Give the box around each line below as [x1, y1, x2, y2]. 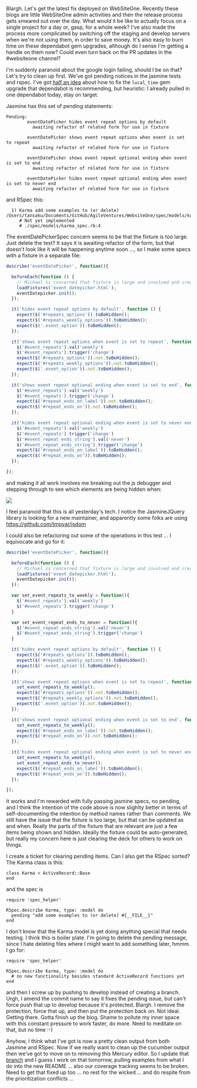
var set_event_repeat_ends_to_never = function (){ [11, 619, 138, 625]
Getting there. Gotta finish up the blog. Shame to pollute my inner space [6, 1014, 180, 1021]
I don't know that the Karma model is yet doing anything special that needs [6, 928, 187, 935]
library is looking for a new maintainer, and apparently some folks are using [6, 514, 188, 521]
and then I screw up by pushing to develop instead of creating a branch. [6, 989, 180, 996]
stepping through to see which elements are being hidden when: [6, 486, 162, 493]
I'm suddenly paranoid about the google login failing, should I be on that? [6, 66, 183, 73]
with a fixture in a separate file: [6, 252, 81, 259]
